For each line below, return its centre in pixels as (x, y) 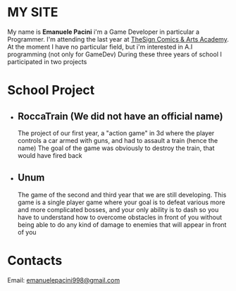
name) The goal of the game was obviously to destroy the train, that (116, 148)
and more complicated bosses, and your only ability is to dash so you (118, 209)
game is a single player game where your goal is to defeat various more (121, 202)
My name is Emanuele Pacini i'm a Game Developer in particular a (103, 32)
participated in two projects (47, 61)
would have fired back (50, 155)
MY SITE (33, 12)
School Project (51, 91)
